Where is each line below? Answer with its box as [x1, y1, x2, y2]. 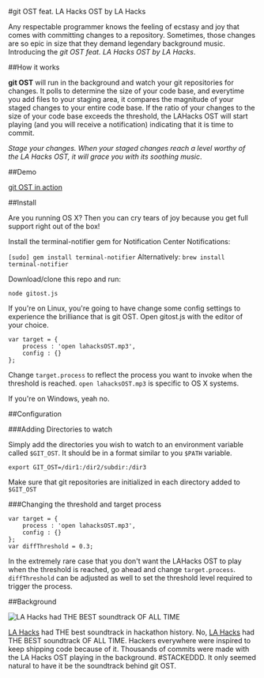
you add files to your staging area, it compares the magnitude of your [8, 95, 235, 104]
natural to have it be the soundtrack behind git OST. [8, 661, 176, 670]
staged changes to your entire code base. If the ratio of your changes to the [8, 103, 255, 112]
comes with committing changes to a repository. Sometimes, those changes [8, 31, 255, 40]
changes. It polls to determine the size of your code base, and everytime [8, 86, 245, 96]
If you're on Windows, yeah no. [8, 394, 110, 403]
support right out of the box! [8, 221, 100, 231]
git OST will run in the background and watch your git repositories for [8, 78, 235, 87]
